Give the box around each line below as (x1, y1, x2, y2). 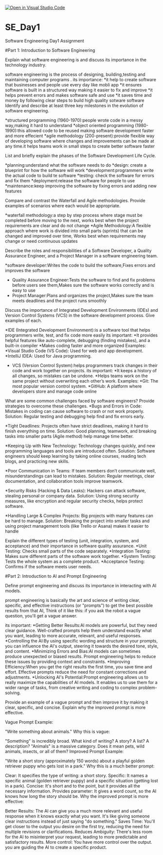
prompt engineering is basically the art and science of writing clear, (5, 597, 140, 603)
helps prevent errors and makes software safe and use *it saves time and (5, 92, 152, 98)
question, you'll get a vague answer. (5, 613, 78, 619)
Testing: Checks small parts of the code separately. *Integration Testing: (5, 548, 151, 554)
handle (5, 528, 19, 534)
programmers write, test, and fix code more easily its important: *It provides (5, 332, 158, 338)
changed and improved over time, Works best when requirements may (5, 233, 146, 239)
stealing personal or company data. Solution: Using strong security (5, 492, 139, 498)
